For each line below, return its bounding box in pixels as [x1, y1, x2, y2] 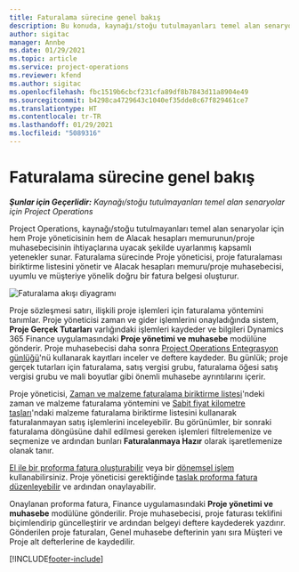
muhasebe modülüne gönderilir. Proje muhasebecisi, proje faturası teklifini [9, 508, 283, 519]
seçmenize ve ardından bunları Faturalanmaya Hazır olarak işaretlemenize [9, 435, 283, 446]
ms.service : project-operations [9, 63, 129, 72]
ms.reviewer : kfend [9, 71, 82, 80]
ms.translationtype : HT [9, 104, 98, 113]
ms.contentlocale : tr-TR [9, 112, 101, 121]
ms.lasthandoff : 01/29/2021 [9, 121, 114, 130]
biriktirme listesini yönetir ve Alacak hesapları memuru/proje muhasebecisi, [9, 261, 285, 271]
